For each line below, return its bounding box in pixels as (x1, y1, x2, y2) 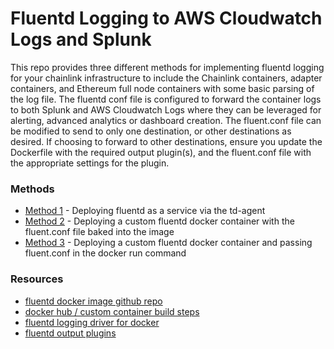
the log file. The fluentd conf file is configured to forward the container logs (10, 93, 322, 105)
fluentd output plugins (24, 327, 117, 339)
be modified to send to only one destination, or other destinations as (10, 125, 292, 137)
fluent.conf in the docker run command (24, 247, 187, 259)
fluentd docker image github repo (24, 295, 163, 307)
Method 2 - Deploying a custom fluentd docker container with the (24, 215, 295, 227)
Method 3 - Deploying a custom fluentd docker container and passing (24, 237, 313, 249)
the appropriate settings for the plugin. (10, 157, 170, 169)
